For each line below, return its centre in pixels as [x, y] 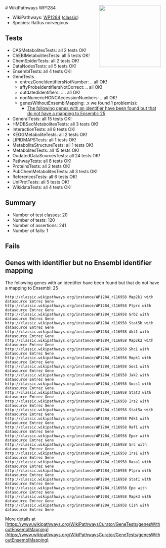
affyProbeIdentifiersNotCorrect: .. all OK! [61, 87]
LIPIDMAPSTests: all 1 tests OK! [44, 140]
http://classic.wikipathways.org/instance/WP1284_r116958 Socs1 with [78, 384]
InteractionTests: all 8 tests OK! [44, 129]
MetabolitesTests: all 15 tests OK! [46, 150]
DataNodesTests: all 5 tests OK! [44, 66]
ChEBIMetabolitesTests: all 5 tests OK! [51, 55]
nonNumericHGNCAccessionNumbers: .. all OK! [68, 97]
